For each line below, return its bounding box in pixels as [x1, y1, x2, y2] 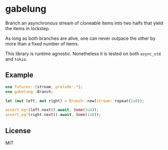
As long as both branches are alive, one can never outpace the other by [5, 35, 156, 41]
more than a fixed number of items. [5, 40, 79, 46]
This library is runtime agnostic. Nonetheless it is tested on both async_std [5, 51, 161, 57]
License [5, 126, 31, 135]
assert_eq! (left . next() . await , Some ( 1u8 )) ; [5, 108, 99, 113]
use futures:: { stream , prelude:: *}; [5, 84, 83, 89]
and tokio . [5, 56, 27, 62]
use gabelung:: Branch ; [5, 89, 53, 94]
